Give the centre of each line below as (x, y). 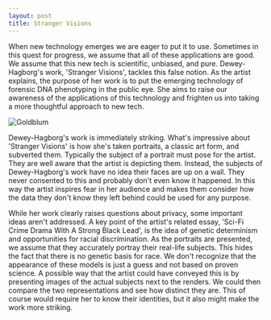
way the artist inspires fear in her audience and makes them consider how (131, 189)
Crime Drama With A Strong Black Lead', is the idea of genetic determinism (133, 230)
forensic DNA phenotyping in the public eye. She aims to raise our (118, 89)
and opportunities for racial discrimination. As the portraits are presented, (130, 239)
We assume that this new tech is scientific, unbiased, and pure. (113, 63)
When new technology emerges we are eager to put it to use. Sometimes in (133, 46)
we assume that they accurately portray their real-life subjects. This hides (131, 247)
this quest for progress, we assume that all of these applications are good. (132, 55)
